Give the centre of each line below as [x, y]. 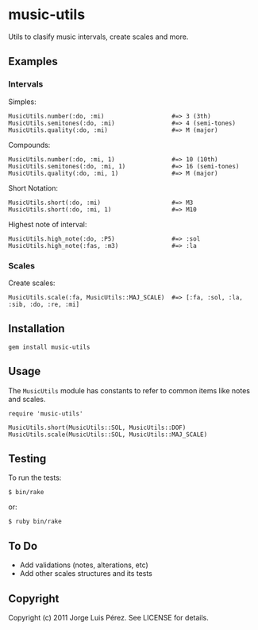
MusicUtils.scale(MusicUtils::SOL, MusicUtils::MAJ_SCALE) [108, 435]
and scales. [27, 399]
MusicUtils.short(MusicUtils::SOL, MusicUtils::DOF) [97, 427]
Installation [37, 329]
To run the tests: [35, 477]
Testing [27, 458]
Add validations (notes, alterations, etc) [84, 565]
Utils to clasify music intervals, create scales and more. [98, 37]
